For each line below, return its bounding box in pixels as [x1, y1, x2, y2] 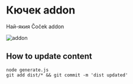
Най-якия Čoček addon [6, 23, 64, 30]
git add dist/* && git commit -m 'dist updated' [6, 72, 128, 78]
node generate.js [6, 67, 49, 73]
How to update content [6, 51, 93, 62]
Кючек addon [6, 4, 76, 17]
